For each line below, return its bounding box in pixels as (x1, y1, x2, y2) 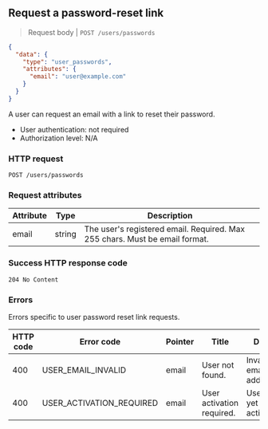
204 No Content (8, 275, 59, 284)
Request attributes (8, 190, 82, 201)
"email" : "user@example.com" (29, 73, 127, 81)
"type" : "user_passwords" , (22, 57, 112, 66)
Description (147, 211, 193, 222)
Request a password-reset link (8, 6, 164, 20)
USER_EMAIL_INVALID (41, 364, 127, 376)
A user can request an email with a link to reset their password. (8, 109, 215, 119)
